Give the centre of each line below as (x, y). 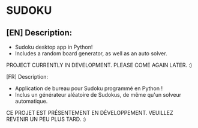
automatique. (31, 101)
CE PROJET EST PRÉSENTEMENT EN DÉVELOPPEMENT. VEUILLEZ (90, 113)
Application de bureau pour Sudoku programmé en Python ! (89, 88)
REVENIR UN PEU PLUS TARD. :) (46, 119)
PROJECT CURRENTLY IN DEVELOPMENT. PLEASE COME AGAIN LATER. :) (99, 65)
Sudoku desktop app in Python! (54, 47)
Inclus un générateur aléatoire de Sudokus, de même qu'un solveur (98, 95)
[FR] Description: (27, 77)
